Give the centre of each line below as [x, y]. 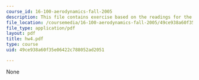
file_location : [25, 22]
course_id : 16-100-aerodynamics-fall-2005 [59, 11]
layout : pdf [21, 34]
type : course [22, 45]
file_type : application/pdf [41, 28]
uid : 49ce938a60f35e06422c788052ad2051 [55, 50]
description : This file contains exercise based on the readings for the [99, 17]
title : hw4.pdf [25, 39]
